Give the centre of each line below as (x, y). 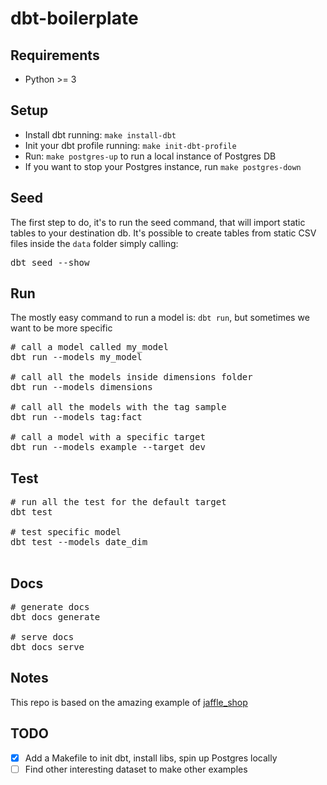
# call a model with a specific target (108, 437)
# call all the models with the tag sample (118, 407)
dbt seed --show (50, 262)
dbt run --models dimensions (81, 387)
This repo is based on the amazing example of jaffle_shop (129, 702)
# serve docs (42, 637)
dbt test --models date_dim (79, 542)
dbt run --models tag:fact (76, 417)
